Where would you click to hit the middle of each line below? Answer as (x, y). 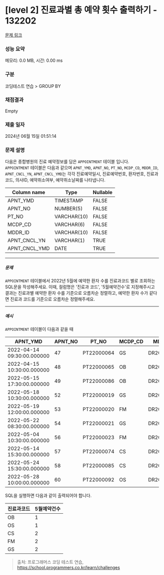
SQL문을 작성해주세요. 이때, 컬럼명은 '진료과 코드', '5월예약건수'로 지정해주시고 (80, 287)
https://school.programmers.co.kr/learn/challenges (69, 568)
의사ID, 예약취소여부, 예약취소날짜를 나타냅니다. (61, 180)
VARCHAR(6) (70, 225)
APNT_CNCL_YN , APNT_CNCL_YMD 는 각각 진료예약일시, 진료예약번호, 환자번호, (75, 174)
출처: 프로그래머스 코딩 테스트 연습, (50, 562)
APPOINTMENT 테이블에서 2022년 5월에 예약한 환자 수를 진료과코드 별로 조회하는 (80, 281)
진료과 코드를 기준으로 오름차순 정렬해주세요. (52, 299)
